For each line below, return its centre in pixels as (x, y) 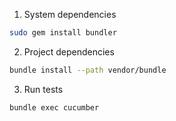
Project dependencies (69, 51)
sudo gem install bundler (63, 33)
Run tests (43, 89)
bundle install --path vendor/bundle (88, 70)
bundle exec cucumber (54, 107)
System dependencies (70, 14)
